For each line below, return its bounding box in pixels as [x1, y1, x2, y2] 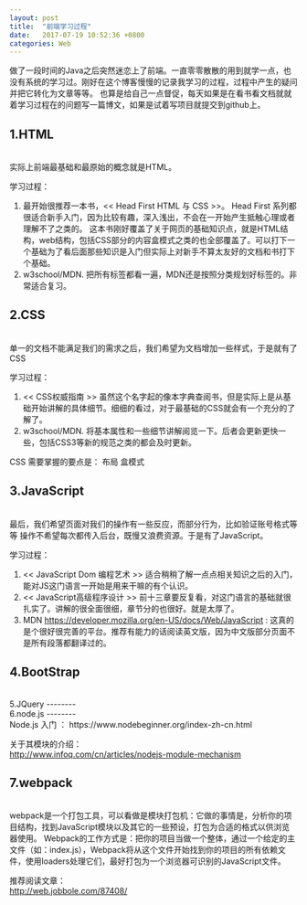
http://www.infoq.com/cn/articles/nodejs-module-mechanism [9, 749, 242, 760]
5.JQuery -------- [9, 698, 76, 709]
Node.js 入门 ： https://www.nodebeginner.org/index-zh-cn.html [9, 719, 253, 729]
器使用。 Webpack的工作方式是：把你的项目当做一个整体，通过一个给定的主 [9, 833, 296, 844]
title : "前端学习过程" [9, 22, 91, 31]
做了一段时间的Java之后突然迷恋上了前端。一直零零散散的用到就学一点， [9, 65, 284, 76]
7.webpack [9, 774, 73, 791]
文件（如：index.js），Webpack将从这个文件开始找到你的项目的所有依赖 [9, 845, 279, 856]
